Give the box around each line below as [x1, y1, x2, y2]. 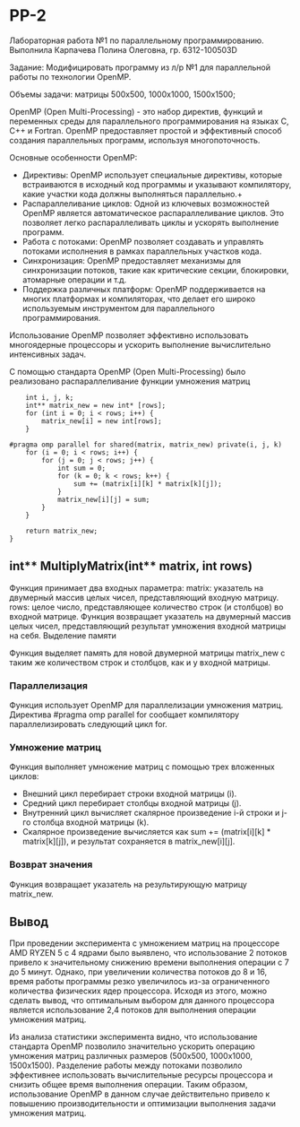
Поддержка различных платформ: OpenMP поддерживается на [21, 283, 266, 294]
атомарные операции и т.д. [21, 274, 127, 285]
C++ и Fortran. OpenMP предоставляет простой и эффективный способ [9, 125, 282, 135]
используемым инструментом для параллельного [21, 302, 215, 314]
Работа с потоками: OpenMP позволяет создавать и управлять [21, 236, 264, 247]
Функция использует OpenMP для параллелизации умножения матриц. [9, 700, 284, 711]
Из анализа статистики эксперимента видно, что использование [9, 1032, 258, 1043]
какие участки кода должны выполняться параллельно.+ [21, 188, 244, 199]
